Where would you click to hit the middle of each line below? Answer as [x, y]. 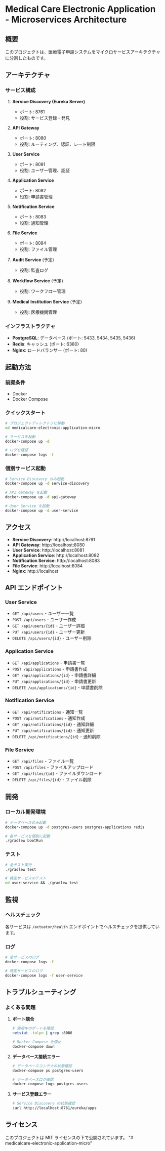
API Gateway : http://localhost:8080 [48, 545]
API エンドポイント [34, 587]
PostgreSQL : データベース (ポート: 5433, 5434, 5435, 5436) [74, 338]
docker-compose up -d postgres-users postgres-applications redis [75, 827]
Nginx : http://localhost [35, 571]
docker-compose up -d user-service [42, 511]
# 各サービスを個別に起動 [28, 836]
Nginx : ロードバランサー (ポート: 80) [50, 350]
